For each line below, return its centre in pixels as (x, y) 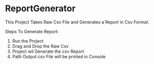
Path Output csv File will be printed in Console (59, 56)
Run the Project (28, 41)
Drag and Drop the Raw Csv (40, 46)
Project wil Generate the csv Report (48, 51)
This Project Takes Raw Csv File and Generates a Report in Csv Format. (77, 22)
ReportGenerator (40, 9)
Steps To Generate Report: (32, 31)
